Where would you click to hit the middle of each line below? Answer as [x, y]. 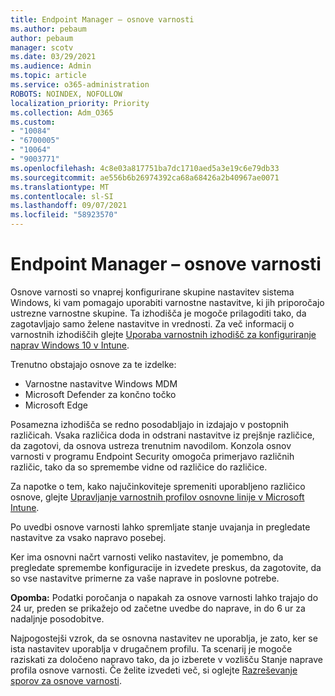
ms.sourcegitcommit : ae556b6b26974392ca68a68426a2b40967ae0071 [145, 177]
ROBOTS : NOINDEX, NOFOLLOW [66, 94]
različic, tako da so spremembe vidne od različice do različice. [139, 467]
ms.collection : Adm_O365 [62, 112]
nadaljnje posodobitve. [57, 618]
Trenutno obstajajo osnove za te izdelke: [93, 364]
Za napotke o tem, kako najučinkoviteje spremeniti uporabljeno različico [158, 486]
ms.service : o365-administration [80, 85]
